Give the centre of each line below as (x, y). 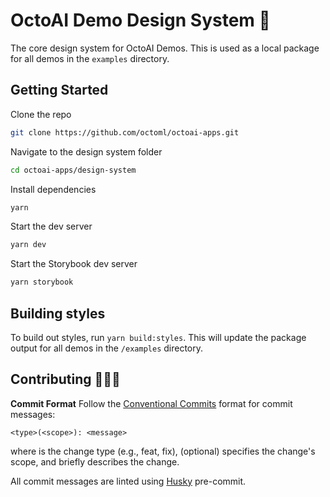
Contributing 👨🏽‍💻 (65, 379)
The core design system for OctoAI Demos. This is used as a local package (165, 48)
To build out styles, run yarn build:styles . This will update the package (158, 337)
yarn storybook (42, 282)
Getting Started (59, 90)
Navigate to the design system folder (86, 151)
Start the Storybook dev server (74, 264)
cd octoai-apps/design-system (73, 170)
